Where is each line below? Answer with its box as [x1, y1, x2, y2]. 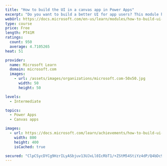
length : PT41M [5, 30, 35, 35]
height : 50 [18, 85, 41, 90]
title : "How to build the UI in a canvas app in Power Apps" [5, 7, 135, 12]
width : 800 [14, 135, 37, 140]
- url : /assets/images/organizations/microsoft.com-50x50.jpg [14, 76, 146, 81]
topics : [5, 108, 21, 113]
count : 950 [9, 40, 32, 45]
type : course [5, 21, 32, 26]
